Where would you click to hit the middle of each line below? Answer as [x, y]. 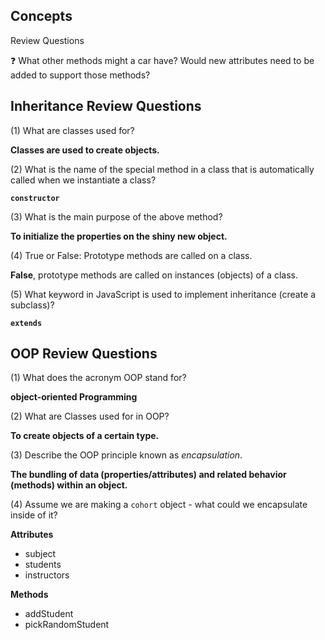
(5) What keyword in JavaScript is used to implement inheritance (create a [163, 294]
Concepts [41, 16]
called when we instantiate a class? [83, 180]
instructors [47, 575]
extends [26, 323]
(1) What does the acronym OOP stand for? [98, 378]
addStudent [49, 614]
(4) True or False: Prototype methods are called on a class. [131, 255]
